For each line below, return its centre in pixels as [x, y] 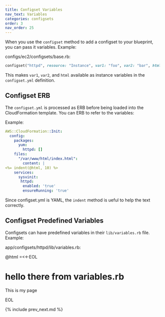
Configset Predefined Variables [55, 221]
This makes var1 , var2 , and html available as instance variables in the [75, 75]
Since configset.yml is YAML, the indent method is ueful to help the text [78, 200]
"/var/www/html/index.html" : [48, 159]
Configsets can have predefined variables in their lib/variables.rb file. [77, 232]
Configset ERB [28, 96]
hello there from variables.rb [65, 277]
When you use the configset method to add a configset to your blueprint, [79, 42]
